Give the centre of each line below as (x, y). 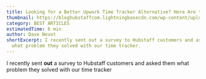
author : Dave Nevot (31, 35)
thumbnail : (20, 18)
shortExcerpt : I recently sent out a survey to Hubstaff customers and (100, 40)
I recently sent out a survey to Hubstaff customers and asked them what (98, 63)
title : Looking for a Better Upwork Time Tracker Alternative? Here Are (101, 12)
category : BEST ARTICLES (38, 23)
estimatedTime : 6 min (34, 29)
